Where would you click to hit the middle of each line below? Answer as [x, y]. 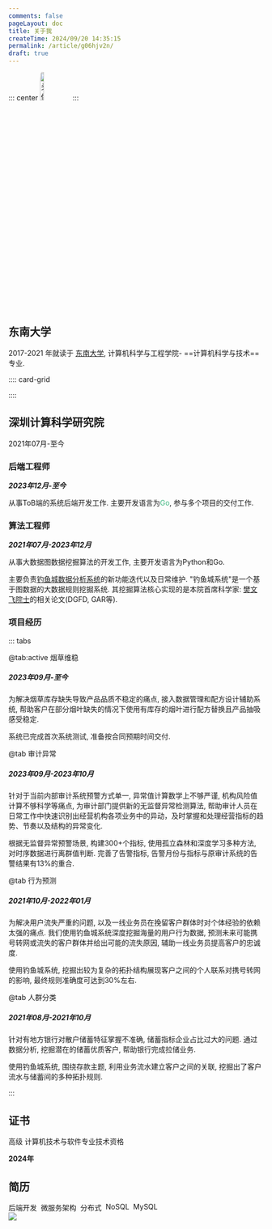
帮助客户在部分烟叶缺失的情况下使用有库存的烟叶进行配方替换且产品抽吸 [140, 710]
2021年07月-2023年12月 [50, 545]
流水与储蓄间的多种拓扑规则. [56, 1077]
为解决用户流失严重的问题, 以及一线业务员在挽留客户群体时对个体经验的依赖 [134, 922]
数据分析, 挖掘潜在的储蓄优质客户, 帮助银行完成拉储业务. [102, 1049]
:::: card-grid [30, 379]
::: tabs [20, 641]
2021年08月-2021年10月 [50, 1018]
